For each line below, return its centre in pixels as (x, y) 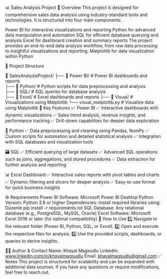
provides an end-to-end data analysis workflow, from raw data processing (82, 45)
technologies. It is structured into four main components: (64, 20)
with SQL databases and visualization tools (49, 142)
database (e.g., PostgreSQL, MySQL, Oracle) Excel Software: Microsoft (78, 213)
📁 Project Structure (25, 66)
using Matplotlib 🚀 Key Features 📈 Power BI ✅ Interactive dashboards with (82, 108)
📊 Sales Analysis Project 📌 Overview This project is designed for (72, 7)
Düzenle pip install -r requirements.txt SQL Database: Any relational (75, 208)
